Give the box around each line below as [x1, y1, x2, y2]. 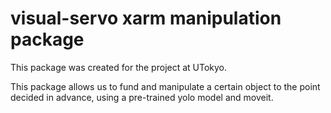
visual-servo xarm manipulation [10, 7, 282, 30]
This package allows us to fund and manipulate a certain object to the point [10, 80, 321, 92]
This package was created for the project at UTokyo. [10, 61, 228, 73]
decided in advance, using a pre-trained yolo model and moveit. [10, 91, 274, 103]
